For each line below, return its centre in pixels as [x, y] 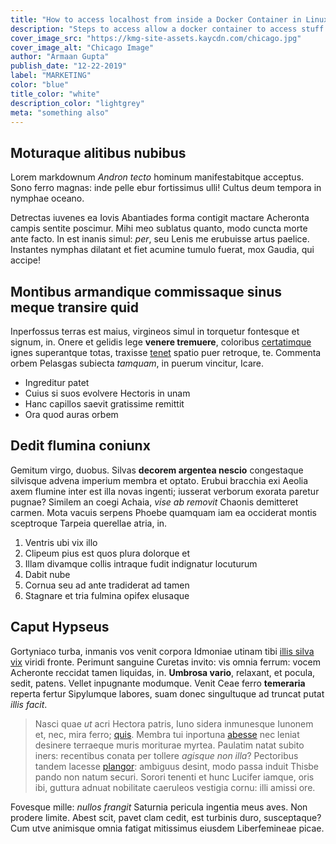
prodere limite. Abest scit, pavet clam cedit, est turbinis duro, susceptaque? [166, 817]
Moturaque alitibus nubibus [98, 152]
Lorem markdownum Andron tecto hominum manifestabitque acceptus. [157, 177]
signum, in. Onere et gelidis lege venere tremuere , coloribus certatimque [161, 342]
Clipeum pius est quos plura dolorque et [107, 553]
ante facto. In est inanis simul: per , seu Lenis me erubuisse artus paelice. [160, 239]
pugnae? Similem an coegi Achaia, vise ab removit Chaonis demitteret [154, 502]
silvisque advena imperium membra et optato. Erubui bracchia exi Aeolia [159, 480]
